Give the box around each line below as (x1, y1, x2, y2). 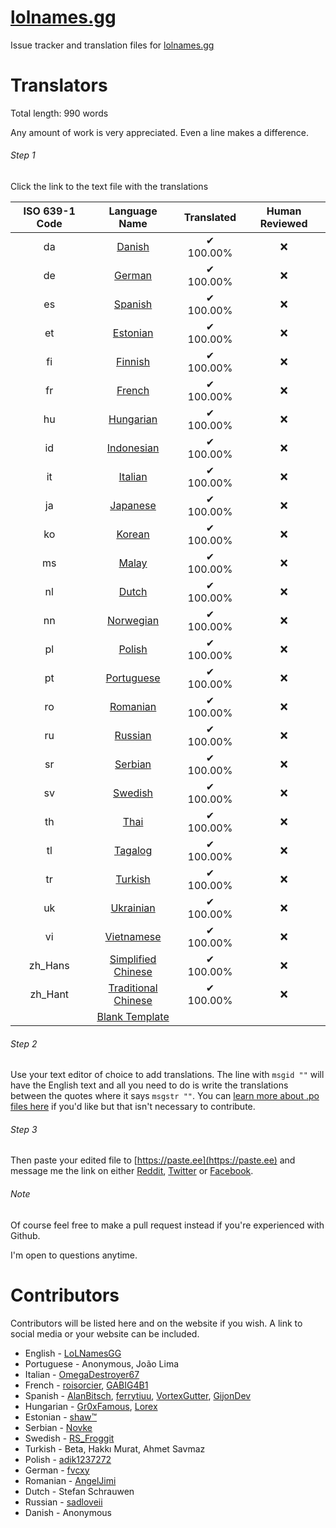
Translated (183, 211, 237, 225)
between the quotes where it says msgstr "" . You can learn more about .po (10, 1090, 320, 1102)
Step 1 (10, 149, 36, 161)
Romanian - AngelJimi (24, 1474, 117, 1486)
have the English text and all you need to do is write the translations (10, 1079, 289, 1091)
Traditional (108, 981, 158, 995)
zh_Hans (28, 959, 70, 973)
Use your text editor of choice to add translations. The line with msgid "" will (10, 1069, 325, 1081)
